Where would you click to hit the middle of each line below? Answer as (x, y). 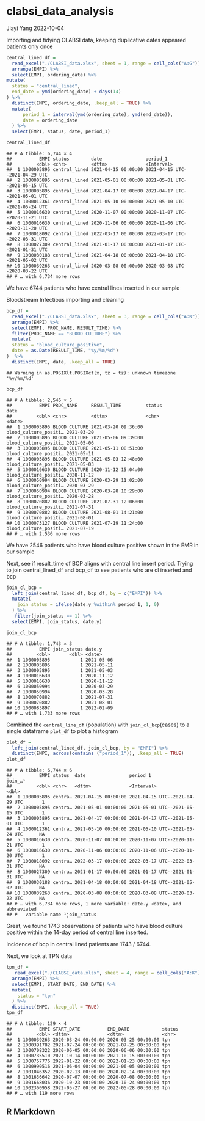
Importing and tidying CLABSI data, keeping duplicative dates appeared (96, 40)
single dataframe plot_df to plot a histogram (62, 731)
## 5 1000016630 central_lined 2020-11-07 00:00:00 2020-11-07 (90, 213)
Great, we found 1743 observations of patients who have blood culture (95, 926)
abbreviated (21, 909)
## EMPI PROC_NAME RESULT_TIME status (85, 405)
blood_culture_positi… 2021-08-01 (50, 517)
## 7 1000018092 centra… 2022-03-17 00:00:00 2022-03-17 (81, 861)
